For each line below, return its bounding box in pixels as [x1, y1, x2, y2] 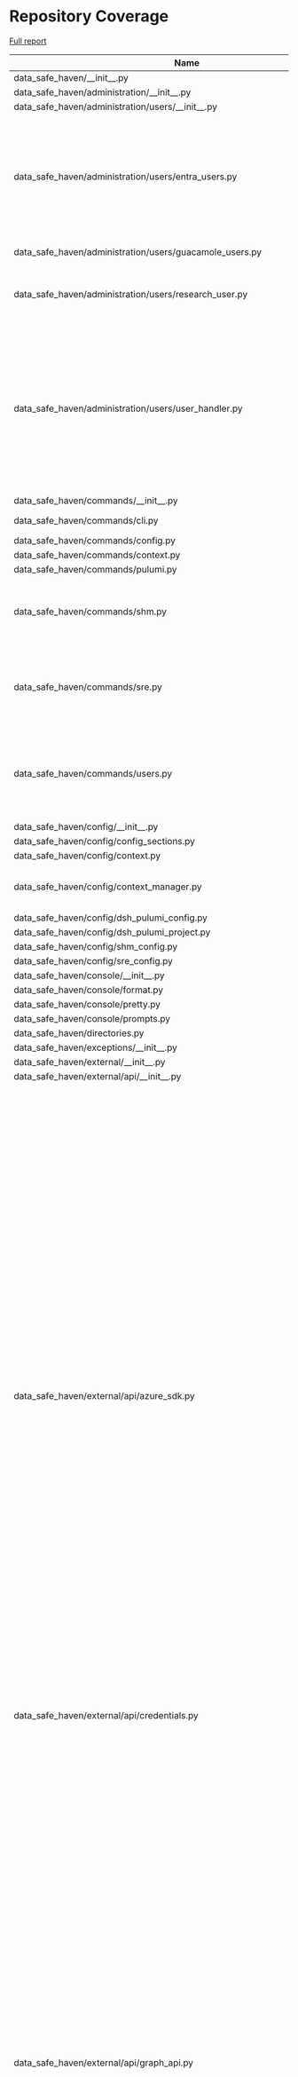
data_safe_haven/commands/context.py [13, 549, 181, 561]
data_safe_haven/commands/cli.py [13, 514, 159, 526]
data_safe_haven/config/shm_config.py [13, 940, 178, 952]
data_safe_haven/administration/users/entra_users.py [13, 170, 238, 183]
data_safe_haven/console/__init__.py [13, 969, 165, 982]
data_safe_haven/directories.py [13, 1027, 145, 1039]
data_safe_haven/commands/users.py [13, 767, 173, 779]
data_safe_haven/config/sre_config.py [13, 954, 173, 967]
